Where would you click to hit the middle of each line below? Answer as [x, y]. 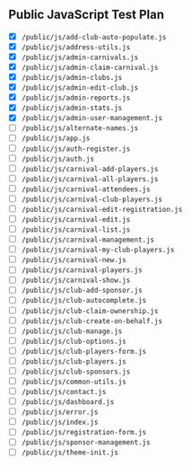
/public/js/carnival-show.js [76, 281]
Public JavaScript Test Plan [87, 15]
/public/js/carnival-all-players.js [90, 179]
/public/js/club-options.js [74, 341]
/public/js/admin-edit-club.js [80, 88]
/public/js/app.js [56, 138]
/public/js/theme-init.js [69, 453]
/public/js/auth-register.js [76, 149]
